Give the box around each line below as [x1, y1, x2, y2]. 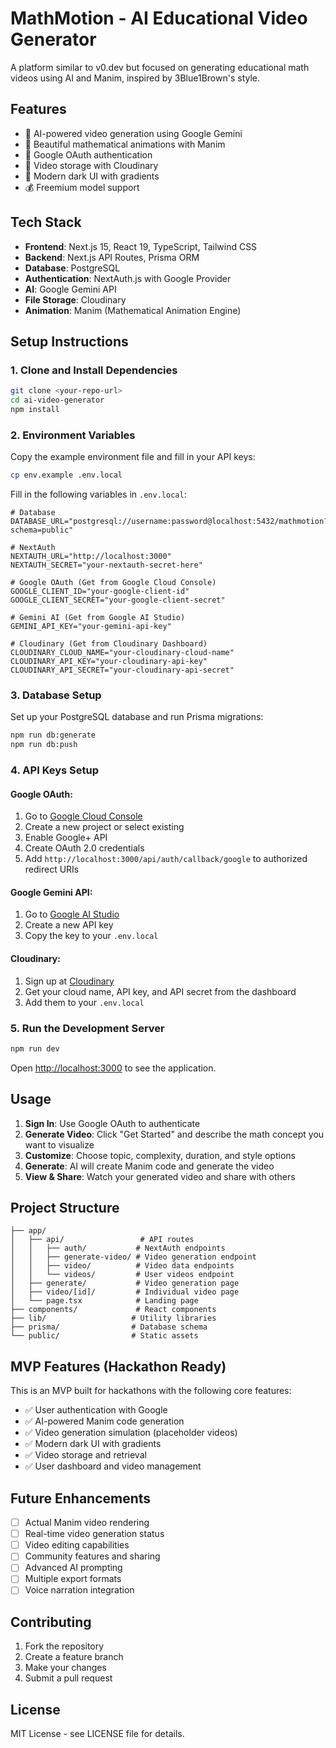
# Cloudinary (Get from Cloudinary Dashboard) [10, 639, 208, 649]
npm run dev [10, 1043, 60, 1054]
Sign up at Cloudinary [24, 975, 115, 987]
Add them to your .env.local [24, 996, 145, 1008]
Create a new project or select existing [24, 821, 185, 833]
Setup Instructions [10, 333, 129, 350]
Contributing [10, 1613, 92, 1631]
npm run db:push [10, 740, 78, 750]
